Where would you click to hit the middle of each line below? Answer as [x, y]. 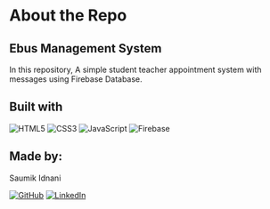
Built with [36, 107]
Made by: [36, 157]
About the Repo [68, 16]
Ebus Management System [86, 48]
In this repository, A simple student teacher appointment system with [135, 69]
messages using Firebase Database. [76, 79]
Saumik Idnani [35, 178]
